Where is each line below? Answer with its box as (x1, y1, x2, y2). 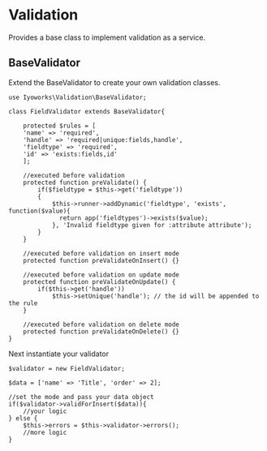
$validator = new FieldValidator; (8, 364, 126, 372)
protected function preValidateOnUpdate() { (23, 277, 176, 286)
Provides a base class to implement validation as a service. (8, 32, 205, 42)
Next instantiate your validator (8, 349, 110, 359)
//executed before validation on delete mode (23, 320, 180, 329)
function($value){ (8, 207, 71, 215)
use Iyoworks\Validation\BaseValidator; (8, 93, 148, 101)
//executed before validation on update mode (23, 270, 180, 279)
